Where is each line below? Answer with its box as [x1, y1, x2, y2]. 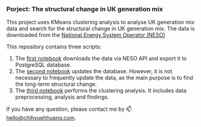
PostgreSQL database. [15, 61, 72, 68]
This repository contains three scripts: [6, 43, 102, 50]
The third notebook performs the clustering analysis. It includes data [15, 87, 187, 94]
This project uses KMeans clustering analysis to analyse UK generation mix [6, 19, 195, 26]
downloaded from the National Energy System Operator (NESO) [6, 31, 166, 39]
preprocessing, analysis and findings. [15, 93, 109, 101]
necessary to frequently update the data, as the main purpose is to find [15, 74, 193, 82]
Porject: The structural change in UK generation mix [6, 5, 163, 13]
